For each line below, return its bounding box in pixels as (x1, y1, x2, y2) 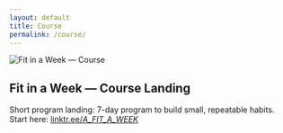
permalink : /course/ (9, 30, 87, 39)
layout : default (9, 13, 70, 22)
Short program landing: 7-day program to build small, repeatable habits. (9, 104, 275, 115)
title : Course (9, 22, 63, 31)
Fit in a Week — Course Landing (9, 80, 191, 95)
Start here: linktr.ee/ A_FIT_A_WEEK (9, 114, 139, 125)
